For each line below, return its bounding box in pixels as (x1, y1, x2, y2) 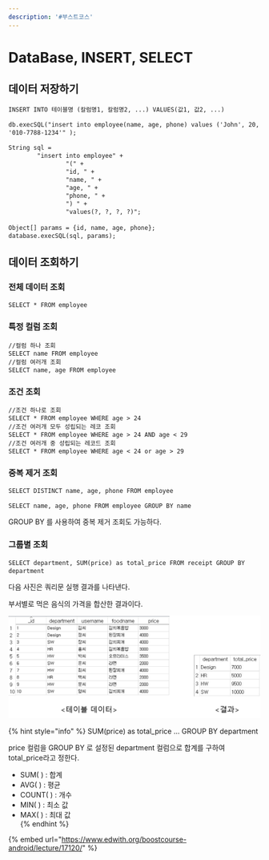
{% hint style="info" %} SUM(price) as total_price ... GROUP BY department (8, 726, 259, 736)
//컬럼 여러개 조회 (8, 357, 62, 366)
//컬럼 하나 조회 (8, 341, 56, 349)
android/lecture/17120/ (8, 842, 82, 853)
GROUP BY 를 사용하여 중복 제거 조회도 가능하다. (8, 517, 162, 527)
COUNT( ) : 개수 (19, 789, 72, 799)
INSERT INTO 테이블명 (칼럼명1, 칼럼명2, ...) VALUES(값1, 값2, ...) (8, 105, 225, 114)
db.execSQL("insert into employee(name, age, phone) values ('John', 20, (8, 120, 260, 128)
